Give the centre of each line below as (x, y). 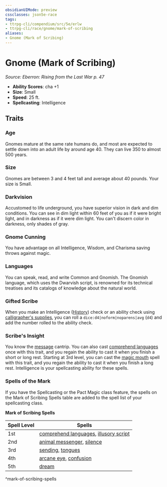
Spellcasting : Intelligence (39, 102)
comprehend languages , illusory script (85, 434)
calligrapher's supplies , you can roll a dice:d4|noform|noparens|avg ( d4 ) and (83, 317)
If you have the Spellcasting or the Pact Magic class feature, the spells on (81, 392)
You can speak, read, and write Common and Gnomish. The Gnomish (76, 277)
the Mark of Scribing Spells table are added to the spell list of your (74, 397)
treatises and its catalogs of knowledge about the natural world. (71, 288)
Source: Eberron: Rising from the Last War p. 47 (55, 77)
